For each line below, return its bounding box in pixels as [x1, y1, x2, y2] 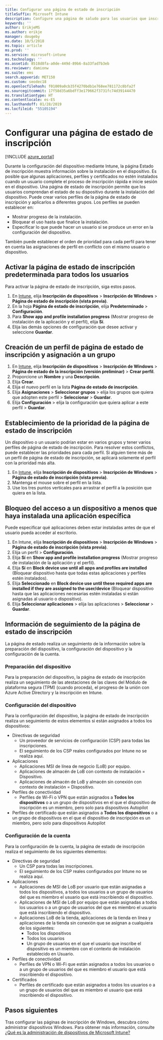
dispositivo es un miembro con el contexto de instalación [26, 945, 141, 952]
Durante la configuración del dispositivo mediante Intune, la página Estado [5, 163, 154, 169]
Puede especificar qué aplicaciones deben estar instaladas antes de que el [5, 525, 155, 531]
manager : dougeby [5, 34, 40, 39]
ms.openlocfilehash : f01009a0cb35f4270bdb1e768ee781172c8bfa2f [5, 84, 136, 89]
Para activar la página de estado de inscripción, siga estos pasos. [5, 284, 136, 289]
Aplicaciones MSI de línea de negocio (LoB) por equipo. [19, 763, 131, 770]
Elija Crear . [12, 379, 35, 385]
